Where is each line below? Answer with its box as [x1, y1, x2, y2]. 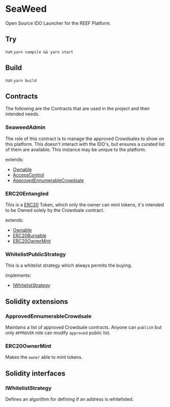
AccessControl [12, 171, 45, 178]
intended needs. [5, 111, 40, 117]
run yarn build [5, 77, 37, 83]
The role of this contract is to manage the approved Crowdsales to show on [5, 135, 165, 142]
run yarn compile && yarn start [5, 48, 73, 54]
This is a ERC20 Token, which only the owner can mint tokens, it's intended [5, 201, 164, 208]
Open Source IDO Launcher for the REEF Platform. [5, 20, 111, 26]
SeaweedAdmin [5, 124, 46, 131]
